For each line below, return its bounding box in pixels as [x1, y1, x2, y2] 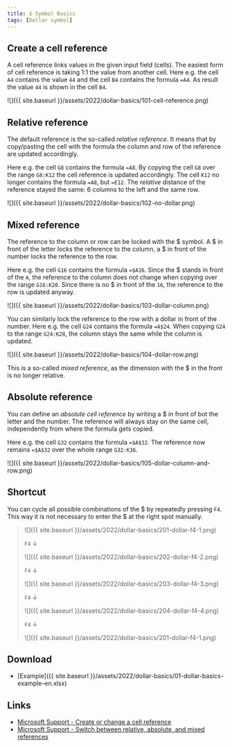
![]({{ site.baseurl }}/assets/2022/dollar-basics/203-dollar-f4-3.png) [24, 580, 220, 588]
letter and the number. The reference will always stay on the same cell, [7, 417, 209, 425]
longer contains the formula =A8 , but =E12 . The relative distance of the [7, 178, 206, 186]
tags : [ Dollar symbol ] [7, 17, 73, 24]
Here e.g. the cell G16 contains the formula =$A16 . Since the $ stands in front [7, 265, 224, 274]
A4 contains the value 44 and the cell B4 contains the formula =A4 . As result [7, 76, 218, 84]
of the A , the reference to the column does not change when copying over [7, 272, 218, 281]
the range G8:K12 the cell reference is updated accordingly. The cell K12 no [7, 171, 220, 179]
